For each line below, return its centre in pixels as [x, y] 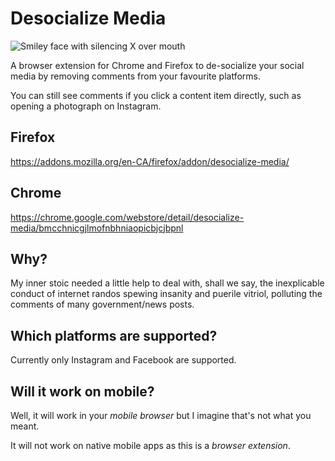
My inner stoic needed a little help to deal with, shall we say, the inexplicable [167, 283]
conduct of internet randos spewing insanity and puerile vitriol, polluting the [166, 294]
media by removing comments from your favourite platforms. [135, 76]
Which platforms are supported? [114, 335]
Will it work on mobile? [82, 391]
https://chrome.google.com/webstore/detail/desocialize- [127, 217]
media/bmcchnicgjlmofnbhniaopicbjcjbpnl [97, 228]
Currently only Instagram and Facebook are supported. [123, 360]
